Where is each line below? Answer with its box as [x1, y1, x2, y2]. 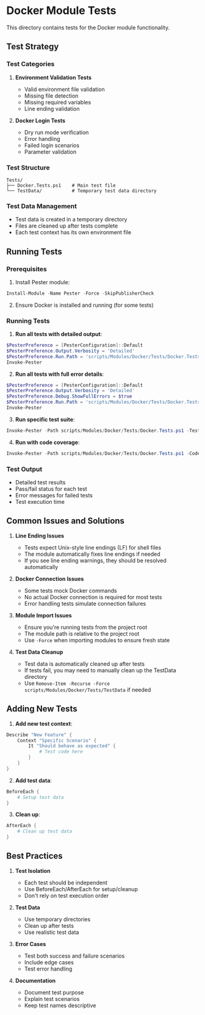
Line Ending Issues [15, 532, 65, 539]
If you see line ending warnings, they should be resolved [24, 556, 167, 564]
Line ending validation [24, 105, 80, 112]
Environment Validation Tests [15, 74, 92, 81]
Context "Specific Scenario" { [17, 737, 97, 744]
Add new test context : [15, 720, 73, 727]
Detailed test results [15, 479, 66, 486]
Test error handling [24, 965, 73, 972]
